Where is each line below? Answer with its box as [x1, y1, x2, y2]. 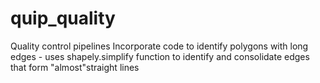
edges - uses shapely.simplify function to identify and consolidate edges [10, 50, 310, 62]
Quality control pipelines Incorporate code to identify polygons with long [10, 40, 309, 52]
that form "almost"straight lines [10, 61, 140, 73]
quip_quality [10, 7, 116, 30]
